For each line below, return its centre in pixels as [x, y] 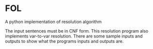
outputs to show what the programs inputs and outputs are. [64, 41]
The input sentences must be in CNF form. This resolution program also [77, 31]
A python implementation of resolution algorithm [53, 22]
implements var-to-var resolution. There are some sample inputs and [74, 36]
